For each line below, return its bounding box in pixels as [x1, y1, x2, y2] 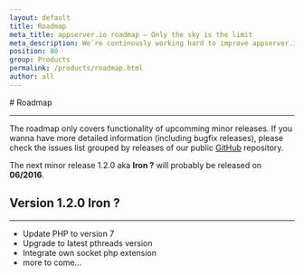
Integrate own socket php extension [22, 247, 157, 258]
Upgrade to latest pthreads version [22, 237, 153, 249]
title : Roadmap [9, 22, 67, 31]
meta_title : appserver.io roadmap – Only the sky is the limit [9, 30, 253, 39]
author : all [9, 72, 54, 81]
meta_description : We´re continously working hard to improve [9, 38, 249, 48]
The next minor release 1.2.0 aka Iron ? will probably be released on [9, 159, 262, 170]
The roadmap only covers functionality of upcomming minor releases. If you [9, 123, 292, 134]
